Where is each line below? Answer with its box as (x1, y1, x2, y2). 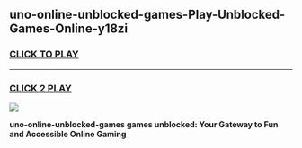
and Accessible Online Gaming (9, 128, 127, 139)
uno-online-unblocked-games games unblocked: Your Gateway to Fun (9, 118, 279, 129)
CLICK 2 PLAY (9, 82, 72, 94)
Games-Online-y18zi (9, 22, 129, 37)
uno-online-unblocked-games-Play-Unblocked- (9, 7, 286, 22)
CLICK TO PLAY (9, 48, 79, 61)
